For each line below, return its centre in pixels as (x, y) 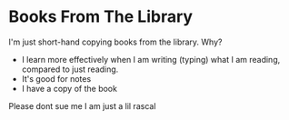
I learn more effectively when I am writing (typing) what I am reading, (151, 59)
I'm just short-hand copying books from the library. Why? (115, 42)
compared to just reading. (70, 69)
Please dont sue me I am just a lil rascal (82, 105)
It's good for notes (56, 78)
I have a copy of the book (69, 88)
